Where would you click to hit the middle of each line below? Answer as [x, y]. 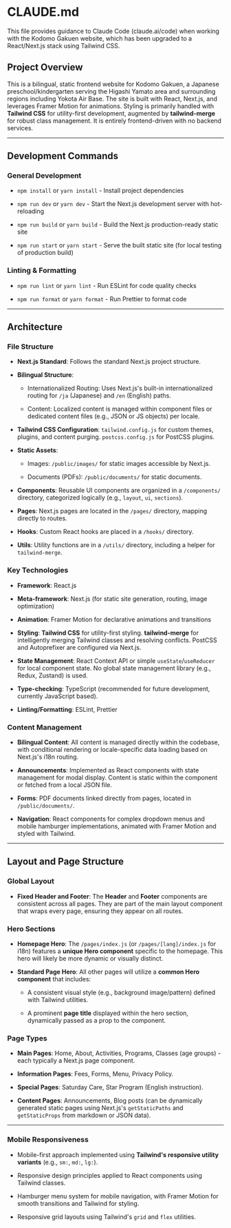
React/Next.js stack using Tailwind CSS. [64, 45]
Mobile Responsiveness [48, 1140]
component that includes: [54, 979]
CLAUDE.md [43, 12]
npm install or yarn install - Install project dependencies [100, 191]
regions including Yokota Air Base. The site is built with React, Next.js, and [112, 99]
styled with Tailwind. [46, 834]
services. [20, 127]
